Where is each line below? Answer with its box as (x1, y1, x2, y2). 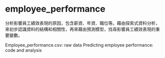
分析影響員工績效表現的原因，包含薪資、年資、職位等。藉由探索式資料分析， (5, 20, 160, 26)
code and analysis (5, 47, 42, 53)
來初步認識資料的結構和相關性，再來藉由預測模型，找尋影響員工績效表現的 (5, 26, 156, 32)
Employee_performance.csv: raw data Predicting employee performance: (5, 42, 154, 48)
